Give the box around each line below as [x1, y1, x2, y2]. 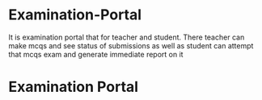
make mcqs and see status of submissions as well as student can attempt [8, 40, 254, 50]
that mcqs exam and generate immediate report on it [8, 49, 184, 59]
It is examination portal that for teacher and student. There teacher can [8, 32, 245, 42]
